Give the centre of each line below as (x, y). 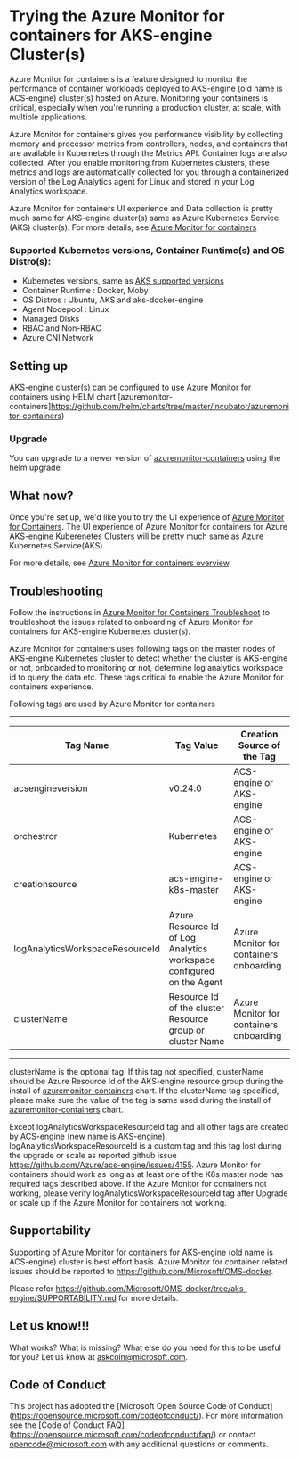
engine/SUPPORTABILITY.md (63, 1297)
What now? (41, 495)
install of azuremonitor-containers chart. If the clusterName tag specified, (144, 1091)
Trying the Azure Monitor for (117, 16)
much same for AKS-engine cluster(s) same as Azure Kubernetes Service (144, 218)
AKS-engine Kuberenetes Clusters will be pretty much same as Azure (137, 536)
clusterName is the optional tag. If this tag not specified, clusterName (137, 1071)
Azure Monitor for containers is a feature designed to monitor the (129, 78)
